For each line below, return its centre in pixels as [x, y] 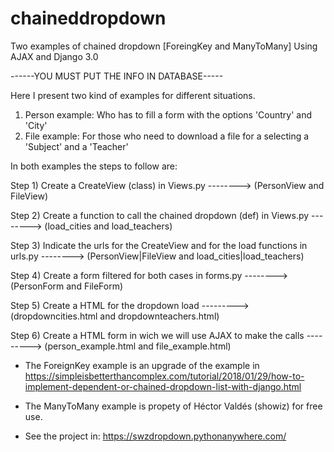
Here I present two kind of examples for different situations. [133, 95]
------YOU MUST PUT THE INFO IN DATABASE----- [117, 76]
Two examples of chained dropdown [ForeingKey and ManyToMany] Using [164, 46]
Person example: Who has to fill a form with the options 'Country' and [168, 114]
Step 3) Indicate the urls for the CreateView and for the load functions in [159, 245]
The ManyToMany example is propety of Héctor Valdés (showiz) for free [173, 406]
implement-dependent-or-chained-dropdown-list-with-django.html [163, 386]
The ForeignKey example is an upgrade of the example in [142, 365]
